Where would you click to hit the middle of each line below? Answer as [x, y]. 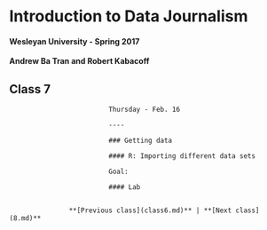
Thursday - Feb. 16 [144, 110]
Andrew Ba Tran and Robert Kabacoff [79, 61]
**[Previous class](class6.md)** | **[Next [150, 210]
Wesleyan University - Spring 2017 [75, 41]
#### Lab [124, 187]
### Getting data [140, 141]
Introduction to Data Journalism [129, 16]
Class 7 [30, 89]
